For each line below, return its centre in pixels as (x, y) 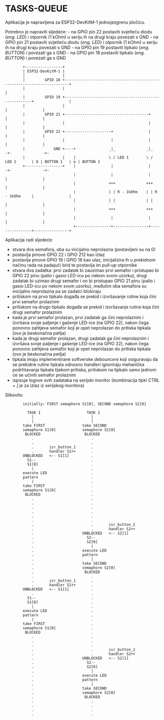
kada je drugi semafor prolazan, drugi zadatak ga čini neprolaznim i (81, 338)
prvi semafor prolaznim (36, 301)
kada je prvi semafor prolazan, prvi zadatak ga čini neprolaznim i (78, 317)
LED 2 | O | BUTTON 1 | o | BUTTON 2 (52, 162)
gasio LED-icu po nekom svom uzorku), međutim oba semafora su (79, 286)
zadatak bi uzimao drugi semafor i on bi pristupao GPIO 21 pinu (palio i (83, 281)
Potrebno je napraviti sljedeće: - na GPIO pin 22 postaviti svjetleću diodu (79, 32)
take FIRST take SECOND (65, 425)
